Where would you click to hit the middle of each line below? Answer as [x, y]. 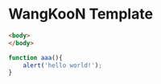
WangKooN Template [81, 14]
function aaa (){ [35, 57]
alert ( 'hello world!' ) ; [63, 65]
